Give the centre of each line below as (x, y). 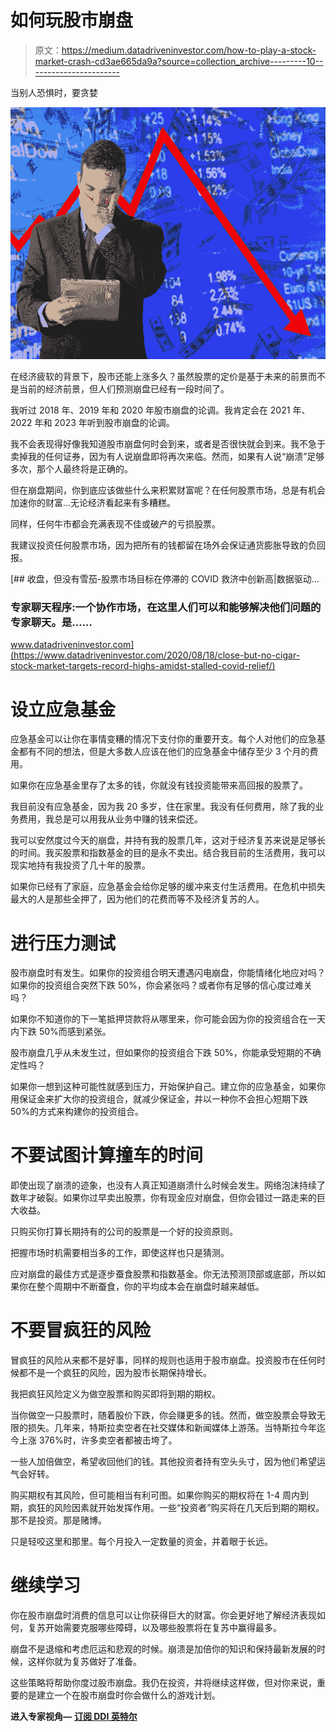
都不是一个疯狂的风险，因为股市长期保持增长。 (115, 1373)
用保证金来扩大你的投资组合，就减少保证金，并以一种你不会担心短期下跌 (159, 1099)
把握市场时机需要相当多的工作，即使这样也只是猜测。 (120, 1253)
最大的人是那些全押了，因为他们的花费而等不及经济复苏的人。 (137, 899)
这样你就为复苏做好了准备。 (84, 1662)
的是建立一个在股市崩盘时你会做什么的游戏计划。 (119, 1695)
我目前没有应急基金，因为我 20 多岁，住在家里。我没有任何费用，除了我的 (163, 807)
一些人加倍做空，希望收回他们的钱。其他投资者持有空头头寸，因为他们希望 (163, 1462)
